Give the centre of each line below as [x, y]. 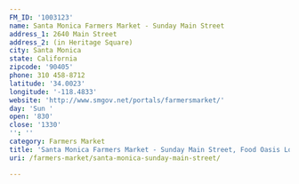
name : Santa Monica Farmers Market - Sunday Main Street [117, 26]
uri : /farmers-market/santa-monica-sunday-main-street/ [115, 158]
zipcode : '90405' [41, 68]
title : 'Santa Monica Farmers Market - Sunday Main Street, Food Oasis [145, 149]
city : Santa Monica [45, 51]
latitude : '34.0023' [48, 84]
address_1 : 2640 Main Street [63, 34]
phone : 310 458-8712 [48, 76]
